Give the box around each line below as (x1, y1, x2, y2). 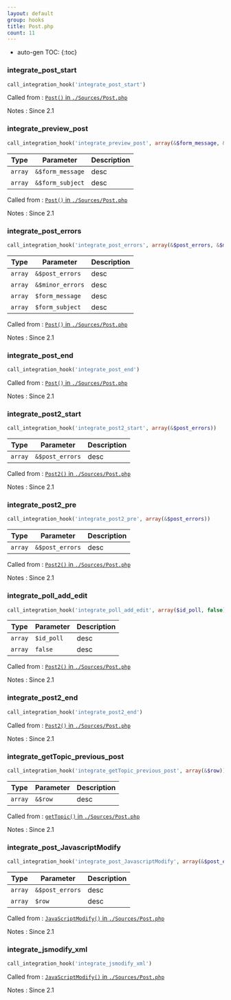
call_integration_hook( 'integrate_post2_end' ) (7, 709, 143, 716)
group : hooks (7, 17, 45, 23)
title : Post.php (7, 23, 54, 30)
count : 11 (7, 29, 36, 37)
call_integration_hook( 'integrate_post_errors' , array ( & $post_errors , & (7, 242, 220, 249)
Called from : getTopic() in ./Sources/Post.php (7, 812, 140, 820)
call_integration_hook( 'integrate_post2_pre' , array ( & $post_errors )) (7, 516, 211, 523)
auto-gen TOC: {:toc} (16, 48, 78, 56)
